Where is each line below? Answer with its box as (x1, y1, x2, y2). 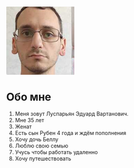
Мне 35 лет (14, 116, 44, 123)
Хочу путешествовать (14, 155, 72, 162)
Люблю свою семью (14, 142, 69, 149)
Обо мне (6, 90, 52, 104)
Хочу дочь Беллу (14, 135, 59, 143)
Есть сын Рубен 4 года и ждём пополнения (14, 129, 127, 136)
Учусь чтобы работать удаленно (14, 148, 98, 155)
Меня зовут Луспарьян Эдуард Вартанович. (14, 110, 129, 117)
